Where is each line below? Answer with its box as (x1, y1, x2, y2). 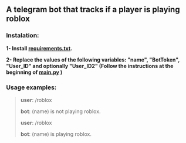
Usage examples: (6, 83, 57, 91)
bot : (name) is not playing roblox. (20, 108, 101, 115)
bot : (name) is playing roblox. (20, 130, 92, 137)
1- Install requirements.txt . (6, 45, 72, 52)
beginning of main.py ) (6, 69, 63, 76)
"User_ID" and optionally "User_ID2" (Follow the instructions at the (6, 62, 174, 69)
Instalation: (6, 32, 39, 40)
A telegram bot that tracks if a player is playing (6, 5, 180, 15)
